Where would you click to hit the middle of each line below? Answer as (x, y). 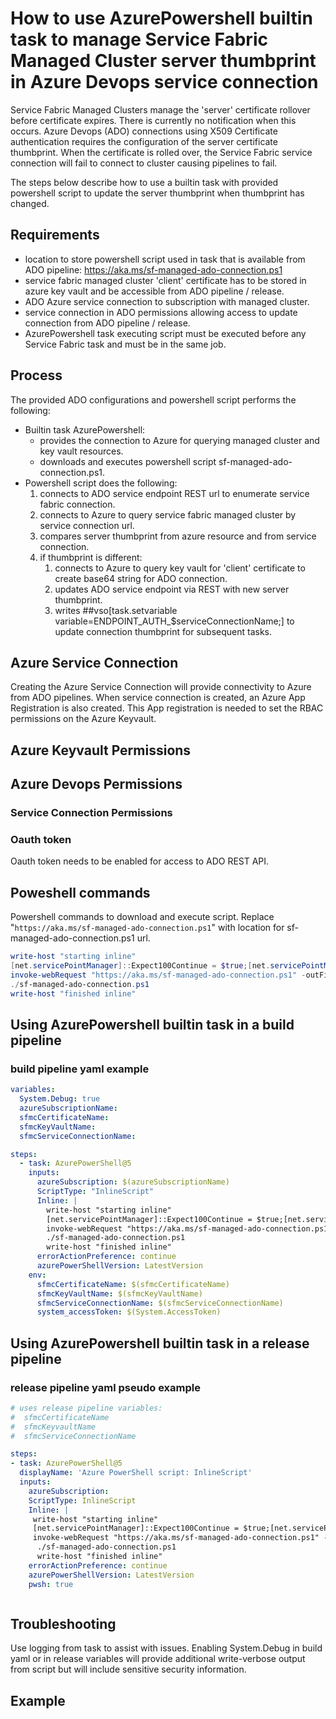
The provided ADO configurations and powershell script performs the (153, 399)
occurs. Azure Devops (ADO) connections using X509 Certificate (144, 131)
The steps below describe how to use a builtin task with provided (144, 182)
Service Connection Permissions (91, 813)
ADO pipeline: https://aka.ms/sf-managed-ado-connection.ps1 (153, 269)
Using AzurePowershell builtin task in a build (152, 1024)
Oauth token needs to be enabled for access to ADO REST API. (140, 861)
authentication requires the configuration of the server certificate (144, 141)
